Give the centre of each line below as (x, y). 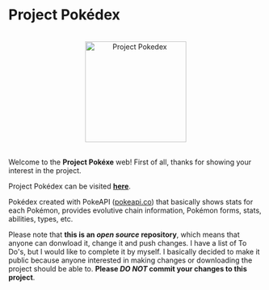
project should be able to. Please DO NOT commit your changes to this (128, 268)
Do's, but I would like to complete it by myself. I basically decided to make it (134, 251)
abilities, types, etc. (41, 218)
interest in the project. (45, 170)
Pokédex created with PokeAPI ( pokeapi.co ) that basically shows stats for (131, 201)
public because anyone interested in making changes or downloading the (130, 260)
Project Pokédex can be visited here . (70, 186)
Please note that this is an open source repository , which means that (124, 234)
